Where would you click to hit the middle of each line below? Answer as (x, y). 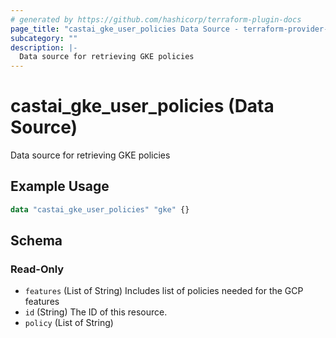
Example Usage (60, 186)
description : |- (44, 47)
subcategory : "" (44, 38)
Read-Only (37, 269)
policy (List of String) (69, 323)
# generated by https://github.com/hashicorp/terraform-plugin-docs (156, 19)
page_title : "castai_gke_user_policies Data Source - (125, 29)
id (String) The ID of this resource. (96, 312)
